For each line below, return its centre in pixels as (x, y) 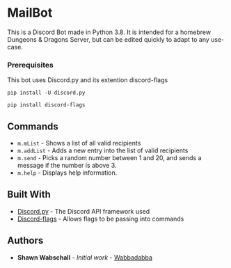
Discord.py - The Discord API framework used (83, 211)
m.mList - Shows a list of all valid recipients (79, 143)
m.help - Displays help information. (67, 173)
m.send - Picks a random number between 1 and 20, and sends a (109, 158)
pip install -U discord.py (46, 93)
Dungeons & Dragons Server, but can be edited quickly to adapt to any (109, 39)
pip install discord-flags (46, 105)
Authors (25, 241)
